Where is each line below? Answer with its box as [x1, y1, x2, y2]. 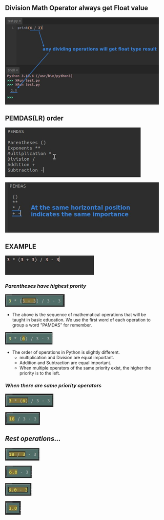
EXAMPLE [5, 242, 37, 250]
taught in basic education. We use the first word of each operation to [12, 317, 151, 322]
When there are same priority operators [5, 382, 102, 389]
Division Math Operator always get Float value [5, 4, 148, 12]
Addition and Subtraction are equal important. [19, 360, 111, 366]
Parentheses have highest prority [5, 283, 86, 290]
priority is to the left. [19, 370, 61, 376]
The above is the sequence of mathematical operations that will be [12, 311, 146, 318]
